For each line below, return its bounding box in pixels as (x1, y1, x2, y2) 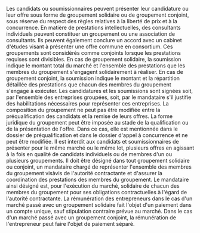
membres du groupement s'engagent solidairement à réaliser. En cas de (6, 69, 183, 75)
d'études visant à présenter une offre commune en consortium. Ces (6, 43, 173, 50)
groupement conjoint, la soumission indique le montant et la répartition (6, 74, 180, 82)
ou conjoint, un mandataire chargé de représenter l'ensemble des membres (6, 163, 192, 170)
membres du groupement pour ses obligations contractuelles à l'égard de (6, 189, 187, 195)
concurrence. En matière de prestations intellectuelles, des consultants (6, 24, 181, 31)
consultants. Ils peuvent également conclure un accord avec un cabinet (6, 37, 182, 44)
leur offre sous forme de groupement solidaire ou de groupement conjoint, (6, 11, 189, 18)
